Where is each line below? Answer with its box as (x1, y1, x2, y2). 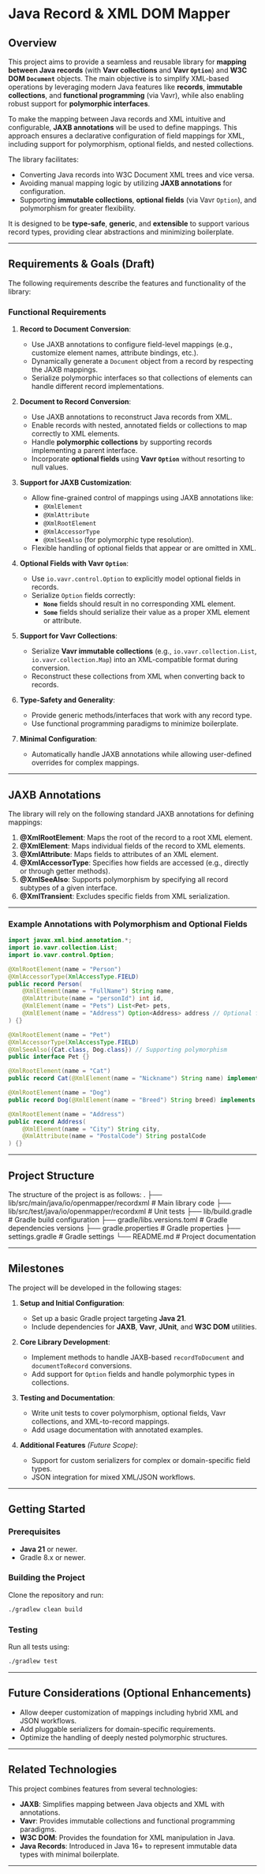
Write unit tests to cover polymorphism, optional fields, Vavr (31, 1408, 226, 1417)
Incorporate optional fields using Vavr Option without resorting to (31, 454, 245, 464)
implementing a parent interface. (31, 446, 138, 455)
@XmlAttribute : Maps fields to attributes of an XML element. (19, 849, 218, 858)
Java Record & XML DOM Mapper (8, 5, 230, 23)
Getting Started (8, 1502, 86, 1516)
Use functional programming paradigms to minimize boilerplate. (31, 719, 239, 728)
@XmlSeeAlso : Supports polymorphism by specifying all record (19, 874, 229, 884)
